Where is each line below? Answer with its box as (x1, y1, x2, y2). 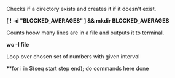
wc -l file (6, 41, 29, 48)
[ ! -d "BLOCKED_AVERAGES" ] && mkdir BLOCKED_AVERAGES (6, 17, 169, 24)
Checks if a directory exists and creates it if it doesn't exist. (6, 6, 157, 12)
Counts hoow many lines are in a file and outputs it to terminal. (6, 29, 165, 36)
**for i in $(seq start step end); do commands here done (6, 64, 149, 72)
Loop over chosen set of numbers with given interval (6, 53, 140, 60)
